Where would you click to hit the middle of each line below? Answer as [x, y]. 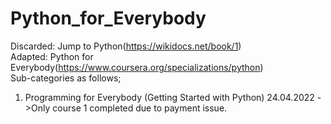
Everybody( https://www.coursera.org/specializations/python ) [137, 67]
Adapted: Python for [52, 56]
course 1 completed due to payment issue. [140, 108]
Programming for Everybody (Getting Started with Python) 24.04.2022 [169, 97]
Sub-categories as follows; [66, 78]
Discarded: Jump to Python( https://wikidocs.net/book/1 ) [126, 46]
